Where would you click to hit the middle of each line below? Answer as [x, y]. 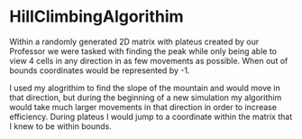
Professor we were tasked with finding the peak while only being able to [143, 51]
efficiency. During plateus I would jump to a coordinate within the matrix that [151, 116]
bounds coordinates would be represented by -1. [100, 70]
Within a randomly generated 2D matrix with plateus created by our [134, 42]
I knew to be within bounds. [61, 126]
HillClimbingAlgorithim [96, 17]
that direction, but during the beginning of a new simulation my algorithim [146, 97]
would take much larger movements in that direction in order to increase [143, 107]
